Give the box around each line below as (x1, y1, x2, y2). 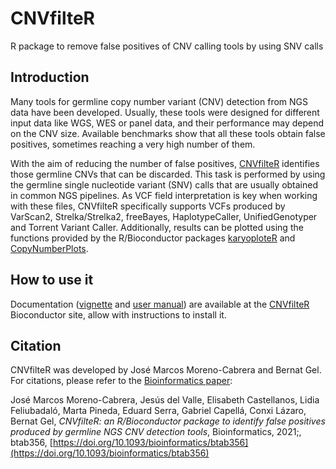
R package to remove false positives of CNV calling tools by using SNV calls (10, 40, 324, 52)
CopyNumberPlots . (10, 242, 89, 254)
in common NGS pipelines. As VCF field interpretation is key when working (10, 189, 318, 201)
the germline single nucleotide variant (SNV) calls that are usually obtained (10, 178, 319, 191)
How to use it (10, 272, 94, 289)
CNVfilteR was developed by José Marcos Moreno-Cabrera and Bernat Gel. (10, 364, 322, 376)
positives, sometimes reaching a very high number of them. (10, 138, 256, 150)
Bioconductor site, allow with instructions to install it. (10, 308, 227, 321)
